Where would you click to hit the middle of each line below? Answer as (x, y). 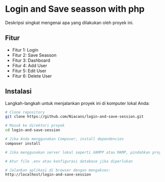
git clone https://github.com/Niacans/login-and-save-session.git (74, 117)
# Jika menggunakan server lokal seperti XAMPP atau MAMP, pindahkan (78, 152)
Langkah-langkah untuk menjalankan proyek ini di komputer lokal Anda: (77, 103)
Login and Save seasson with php (75, 9)
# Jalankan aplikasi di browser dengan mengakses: (58, 170)
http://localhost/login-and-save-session (48, 175)
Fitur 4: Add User (30, 65)
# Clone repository (25, 112)
